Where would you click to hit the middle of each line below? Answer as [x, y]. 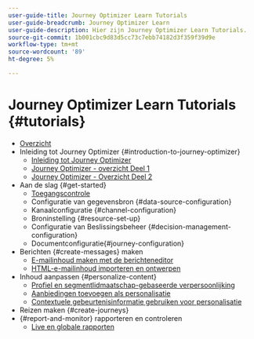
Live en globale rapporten [73, 326]
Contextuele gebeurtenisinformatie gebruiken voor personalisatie [136, 301]
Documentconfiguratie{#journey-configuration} [108, 243]
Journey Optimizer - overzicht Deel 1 [91, 168]
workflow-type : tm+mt [44, 45]
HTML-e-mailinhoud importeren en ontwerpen [106, 268]
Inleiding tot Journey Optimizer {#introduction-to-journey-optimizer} [130, 151]
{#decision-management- [189, 226]
